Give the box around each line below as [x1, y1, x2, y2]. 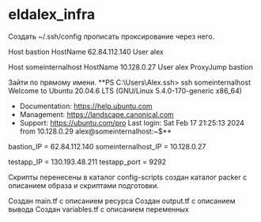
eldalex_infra [8, 6, 96, 24]
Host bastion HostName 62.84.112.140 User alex [8, 47, 164, 56]
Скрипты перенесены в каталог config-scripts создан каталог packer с [8, 172, 248, 182]
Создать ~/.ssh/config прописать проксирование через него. [8, 32, 215, 41]
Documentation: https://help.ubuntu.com [19, 101, 153, 111]
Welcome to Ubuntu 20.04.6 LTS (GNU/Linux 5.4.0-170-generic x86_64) [8, 85, 243, 96]
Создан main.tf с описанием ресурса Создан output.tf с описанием [8, 196, 236, 205]
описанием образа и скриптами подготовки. [8, 180, 160, 190]
